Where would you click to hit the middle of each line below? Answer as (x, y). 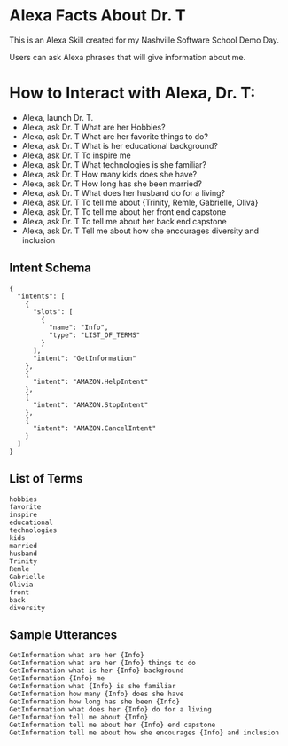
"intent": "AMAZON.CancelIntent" (94, 428)
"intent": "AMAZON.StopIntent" (90, 404)
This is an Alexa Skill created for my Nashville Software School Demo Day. (144, 40)
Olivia (21, 585)
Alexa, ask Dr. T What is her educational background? (120, 145)
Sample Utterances (63, 635)
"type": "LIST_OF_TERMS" (94, 335)
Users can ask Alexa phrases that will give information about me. (128, 57)
